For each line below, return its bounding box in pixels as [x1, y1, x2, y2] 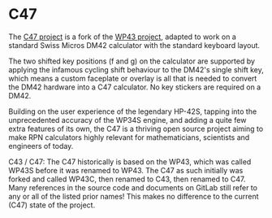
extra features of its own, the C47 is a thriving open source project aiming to [8, 124, 264, 133]
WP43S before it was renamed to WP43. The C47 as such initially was [8, 165, 244, 175]
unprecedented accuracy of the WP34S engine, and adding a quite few [8, 115, 247, 124]
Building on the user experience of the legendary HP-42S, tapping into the [8, 107, 257, 116]
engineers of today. [8, 141, 74, 150]
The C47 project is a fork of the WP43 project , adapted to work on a [8, 32, 237, 41]
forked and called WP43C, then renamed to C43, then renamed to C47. [8, 174, 246, 184]
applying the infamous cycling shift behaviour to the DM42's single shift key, [8, 64, 264, 74]
